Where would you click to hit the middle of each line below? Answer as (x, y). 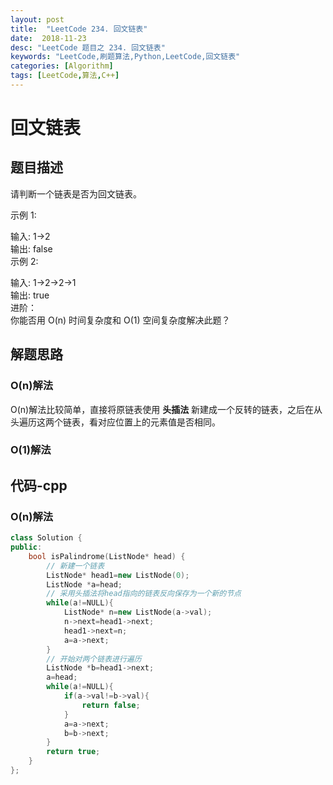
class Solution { (46, 538)
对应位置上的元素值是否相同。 (159, 422)
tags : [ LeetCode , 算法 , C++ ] (65, 76)
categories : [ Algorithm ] (62, 66)
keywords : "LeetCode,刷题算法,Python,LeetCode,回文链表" (125, 57)
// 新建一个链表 (75, 566)
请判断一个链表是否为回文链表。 (76, 193)
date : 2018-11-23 (48, 38)
